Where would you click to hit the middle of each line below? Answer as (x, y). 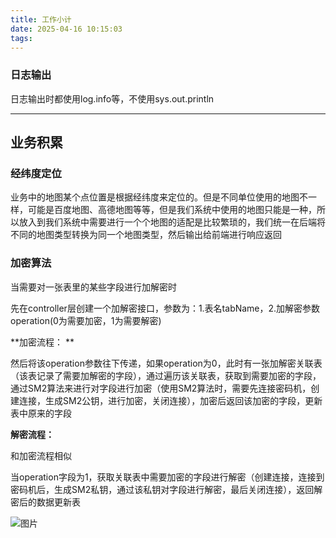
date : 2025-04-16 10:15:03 (66, 29)
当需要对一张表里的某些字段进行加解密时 (93, 287)
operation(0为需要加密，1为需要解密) (86, 320)
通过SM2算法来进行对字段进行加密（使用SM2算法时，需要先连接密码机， (161, 388)
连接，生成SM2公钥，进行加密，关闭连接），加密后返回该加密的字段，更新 (170, 400)
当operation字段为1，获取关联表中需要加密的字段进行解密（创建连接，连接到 (167, 477)
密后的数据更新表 (45, 502)
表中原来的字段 (41, 413)
